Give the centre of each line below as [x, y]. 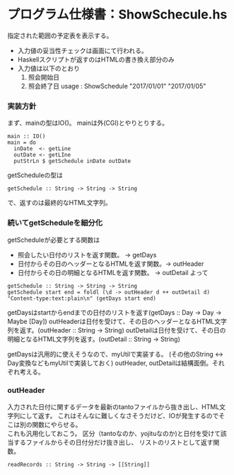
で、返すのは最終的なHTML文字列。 [59, 203]
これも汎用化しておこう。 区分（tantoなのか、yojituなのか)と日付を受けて [114, 433]
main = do [22, 142]
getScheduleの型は [35, 175]
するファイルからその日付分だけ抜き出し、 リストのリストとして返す [113, 442]
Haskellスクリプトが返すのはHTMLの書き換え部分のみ [96, 59]
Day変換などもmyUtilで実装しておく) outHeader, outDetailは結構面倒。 [110, 363]
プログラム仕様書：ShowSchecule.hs [117, 15]
